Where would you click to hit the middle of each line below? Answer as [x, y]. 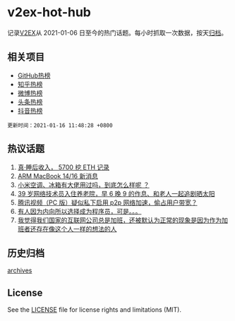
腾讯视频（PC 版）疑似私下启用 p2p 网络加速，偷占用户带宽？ [107, 202]
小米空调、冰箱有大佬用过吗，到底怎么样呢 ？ [83, 185]
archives [20, 271]
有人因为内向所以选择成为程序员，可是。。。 [79, 211]
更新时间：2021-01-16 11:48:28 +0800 [60, 125]
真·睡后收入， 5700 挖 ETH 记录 [64, 167]
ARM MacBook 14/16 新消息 [58, 176]
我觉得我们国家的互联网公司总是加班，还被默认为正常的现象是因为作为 [120, 220]
